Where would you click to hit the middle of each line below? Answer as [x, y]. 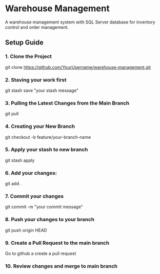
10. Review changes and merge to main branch [61, 266]
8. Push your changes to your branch [50, 219]
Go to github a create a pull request [41, 253]
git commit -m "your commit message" [44, 207]
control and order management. [37, 27]
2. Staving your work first [36, 80]
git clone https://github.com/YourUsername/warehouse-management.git [78, 67]
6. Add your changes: [31, 173]
